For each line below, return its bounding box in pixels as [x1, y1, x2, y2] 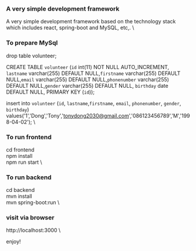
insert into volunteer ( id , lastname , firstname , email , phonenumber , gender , [6, 99, 181, 106]
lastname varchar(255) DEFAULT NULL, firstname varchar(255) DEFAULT [6, 70, 181, 77]
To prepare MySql [6, 39, 58, 47]
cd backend [6, 187, 35, 194]
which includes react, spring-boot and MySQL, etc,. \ [6, 24, 134, 31]
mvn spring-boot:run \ [6, 199, 60, 206]
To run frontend [6, 133, 52, 141]
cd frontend [6, 146, 35, 153]
